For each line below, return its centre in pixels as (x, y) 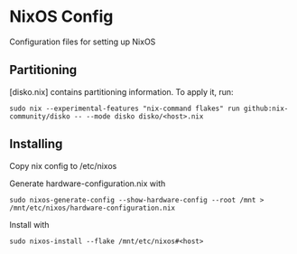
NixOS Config (61, 17)
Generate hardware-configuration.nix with (88, 183)
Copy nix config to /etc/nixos (63, 165)
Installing (36, 144)
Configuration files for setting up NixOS (83, 42)
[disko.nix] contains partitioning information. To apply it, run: (121, 91)
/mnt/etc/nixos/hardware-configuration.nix (93, 208)
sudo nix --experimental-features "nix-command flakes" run (125, 108)
